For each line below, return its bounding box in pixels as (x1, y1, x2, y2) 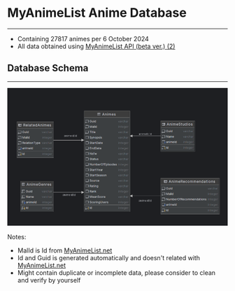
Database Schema (7, 62, 89, 74)
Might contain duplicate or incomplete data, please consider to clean (17, 269, 215, 277)
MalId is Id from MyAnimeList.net (17, 246, 113, 255)
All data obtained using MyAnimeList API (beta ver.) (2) (17, 42, 176, 50)
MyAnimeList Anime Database (7, 5, 187, 21)
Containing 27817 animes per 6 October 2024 (17, 34, 149, 43)
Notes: (7, 233, 27, 241)
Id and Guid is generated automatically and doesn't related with (17, 254, 201, 262)
